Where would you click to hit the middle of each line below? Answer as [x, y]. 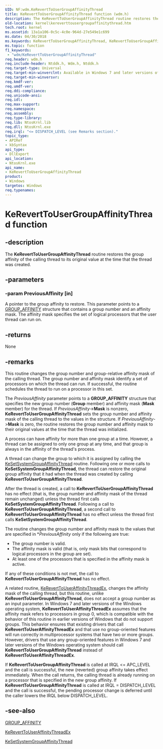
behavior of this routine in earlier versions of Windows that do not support [79, 619]
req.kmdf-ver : [19, 82]
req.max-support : [23, 104]
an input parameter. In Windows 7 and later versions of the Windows [73, 603]
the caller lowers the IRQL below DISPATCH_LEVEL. [57, 696]
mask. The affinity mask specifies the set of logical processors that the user [81, 314]
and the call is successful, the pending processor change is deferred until [79, 690]
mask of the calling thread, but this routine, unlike [55, 593]
